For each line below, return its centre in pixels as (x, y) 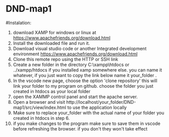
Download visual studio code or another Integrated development (80, 48)
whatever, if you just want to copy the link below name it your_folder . (85, 75)
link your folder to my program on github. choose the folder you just (83, 86)
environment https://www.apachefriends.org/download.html (75, 54)
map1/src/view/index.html (40, 107)
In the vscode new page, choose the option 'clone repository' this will (85, 81)
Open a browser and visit (39, 102)
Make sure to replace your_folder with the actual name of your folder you (89, 113)
